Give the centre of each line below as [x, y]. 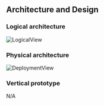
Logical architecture [36, 27]
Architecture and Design [53, 10]
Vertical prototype [33, 83]
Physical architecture [38, 55]
